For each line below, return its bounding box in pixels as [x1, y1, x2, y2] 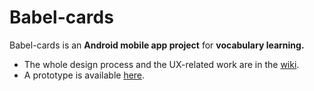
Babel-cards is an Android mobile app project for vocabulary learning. [9, 39, 305, 51]
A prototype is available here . [23, 69, 146, 81]
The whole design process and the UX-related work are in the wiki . [23, 58, 300, 70]
